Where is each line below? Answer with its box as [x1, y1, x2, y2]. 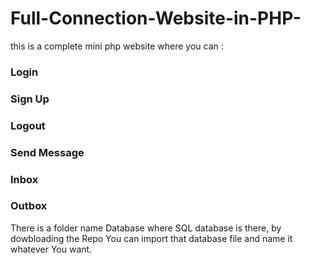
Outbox [10, 199, 48, 213]
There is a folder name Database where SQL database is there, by [10, 222, 282, 234]
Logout [10, 118, 46, 132]
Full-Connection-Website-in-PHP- [10, 7, 302, 30]
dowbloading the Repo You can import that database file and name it [10, 232, 293, 244]
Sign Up [10, 92, 50, 106]
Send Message [10, 145, 85, 159]
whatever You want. [10, 243, 93, 255]
